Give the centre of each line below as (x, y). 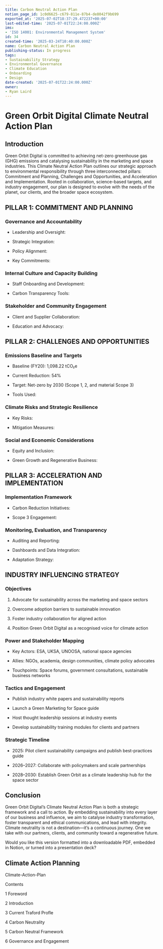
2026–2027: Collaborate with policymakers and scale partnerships (79, 765)
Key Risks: (22, 418)
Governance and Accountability (43, 222)
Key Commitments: (31, 261)
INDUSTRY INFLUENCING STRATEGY (62, 575)
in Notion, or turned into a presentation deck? (51, 848)
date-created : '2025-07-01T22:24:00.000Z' (49, 82)
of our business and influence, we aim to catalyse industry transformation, (80, 817)
